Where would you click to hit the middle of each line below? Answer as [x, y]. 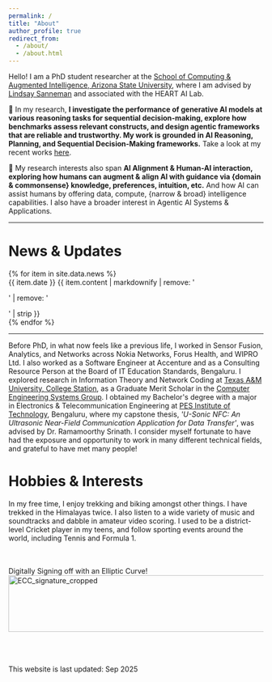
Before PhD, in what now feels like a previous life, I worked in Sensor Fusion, [136, 345]
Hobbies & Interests [76, 481]
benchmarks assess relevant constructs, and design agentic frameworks [134, 127]
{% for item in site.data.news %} [62, 273]
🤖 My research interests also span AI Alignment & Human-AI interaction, [131, 168]
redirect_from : [34, 38]
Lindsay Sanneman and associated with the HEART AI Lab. [106, 93]
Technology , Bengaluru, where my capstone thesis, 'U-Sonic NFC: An [125, 414]
